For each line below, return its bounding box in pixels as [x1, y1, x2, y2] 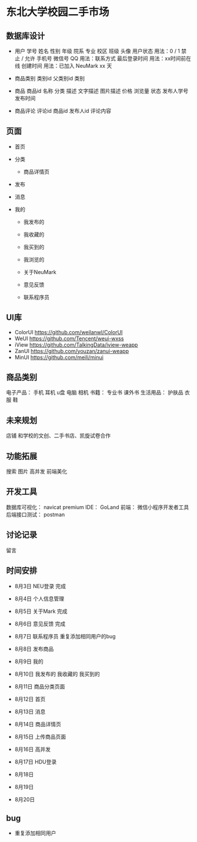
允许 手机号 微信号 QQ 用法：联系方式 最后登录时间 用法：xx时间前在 [24, 55, 192, 62]
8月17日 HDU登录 [14, 758, 57, 765]
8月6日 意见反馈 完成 [14, 620, 66, 627]
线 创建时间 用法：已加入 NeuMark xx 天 [14, 63, 112, 69]
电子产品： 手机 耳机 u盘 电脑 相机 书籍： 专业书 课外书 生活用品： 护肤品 [6, 389, 183, 396]
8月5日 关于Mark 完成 [14, 608, 68, 615]
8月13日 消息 [14, 708, 46, 715]
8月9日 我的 [14, 658, 44, 665]
